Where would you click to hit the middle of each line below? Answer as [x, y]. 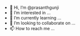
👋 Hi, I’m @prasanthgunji [34, 8]
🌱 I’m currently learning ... [35, 18]
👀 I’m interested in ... [30, 13]
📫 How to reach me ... [32, 28]
